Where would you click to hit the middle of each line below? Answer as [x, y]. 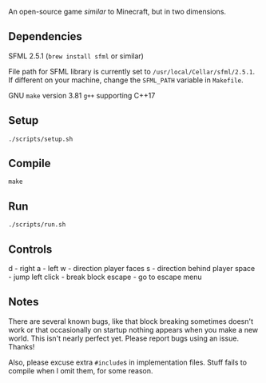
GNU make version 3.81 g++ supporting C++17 [82, 95]
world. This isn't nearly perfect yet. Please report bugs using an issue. [124, 338]
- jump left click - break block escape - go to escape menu [105, 277]
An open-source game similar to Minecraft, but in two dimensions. [117, 12]
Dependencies [45, 36]
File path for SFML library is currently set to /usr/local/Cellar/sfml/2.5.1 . [132, 71]
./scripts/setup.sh [41, 139]
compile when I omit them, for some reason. [81, 370]
